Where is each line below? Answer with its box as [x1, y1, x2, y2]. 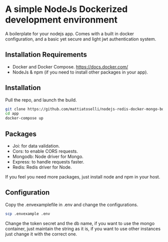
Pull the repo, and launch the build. [5, 96, 77, 103]
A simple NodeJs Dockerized [5, 3, 128, 15]
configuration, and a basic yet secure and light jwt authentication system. [5, 36, 156, 42]
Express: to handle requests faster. [12, 159, 84, 164]
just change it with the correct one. [5, 231, 77, 237]
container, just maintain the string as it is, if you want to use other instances [5, 225, 161, 231]
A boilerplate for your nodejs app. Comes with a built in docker [5, 30, 134, 36]
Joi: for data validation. [12, 143, 60, 148]
